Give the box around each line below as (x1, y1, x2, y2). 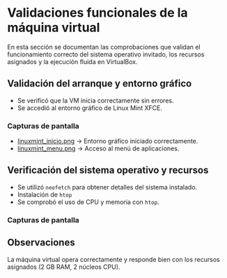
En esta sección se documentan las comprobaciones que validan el (7, 43, 201, 51)
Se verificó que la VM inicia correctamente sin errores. (17, 96, 174, 105)
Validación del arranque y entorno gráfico (7, 78, 192, 90)
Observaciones (7, 237, 75, 249)
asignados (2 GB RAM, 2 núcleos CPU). (7, 263, 120, 271)
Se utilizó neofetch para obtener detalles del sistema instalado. (17, 183, 198, 191)
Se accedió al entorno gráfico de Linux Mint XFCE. (17, 103, 162, 112)
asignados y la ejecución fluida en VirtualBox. (7, 57, 138, 65)
